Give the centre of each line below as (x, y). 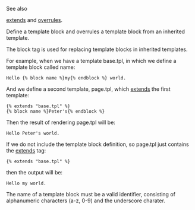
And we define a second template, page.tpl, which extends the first (88, 89)
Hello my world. (26, 183)
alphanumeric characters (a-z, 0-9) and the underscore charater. (86, 201)
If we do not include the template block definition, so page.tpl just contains (97, 144)
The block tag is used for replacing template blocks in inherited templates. (97, 49)
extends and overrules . (34, 20)
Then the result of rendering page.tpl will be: (61, 122)
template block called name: (41, 67)
